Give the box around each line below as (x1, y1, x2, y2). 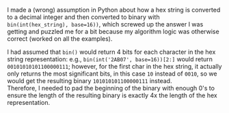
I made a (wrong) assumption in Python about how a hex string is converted (7, 6, 221, 14)
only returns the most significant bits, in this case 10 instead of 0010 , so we (7, 69, 217, 78)
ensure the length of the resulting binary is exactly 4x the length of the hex (7, 91, 217, 99)
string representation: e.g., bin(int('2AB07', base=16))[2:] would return (7, 55, 213, 63)
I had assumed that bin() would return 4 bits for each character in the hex (7, 48, 216, 56)
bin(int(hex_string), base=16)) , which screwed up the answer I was (7, 20, 204, 28)
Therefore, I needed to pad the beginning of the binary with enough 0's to (7, 84, 215, 92)
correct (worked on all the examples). (7, 35, 113, 43)
